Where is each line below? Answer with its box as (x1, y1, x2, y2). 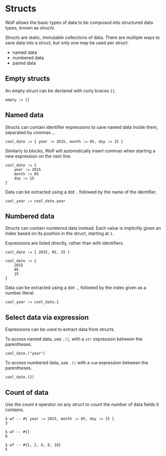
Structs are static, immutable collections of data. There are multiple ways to (5, 34, 160, 40)
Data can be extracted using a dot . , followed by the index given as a (5, 285, 147, 291)
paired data (12, 60, 36, 66)
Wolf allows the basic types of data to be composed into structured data (5, 19, 153, 25)
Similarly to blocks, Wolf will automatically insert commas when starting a (5, 148, 156, 153)
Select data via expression (5, 313, 89, 321)
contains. (5, 407, 24, 413)
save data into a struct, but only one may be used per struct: (5, 39, 129, 45)
